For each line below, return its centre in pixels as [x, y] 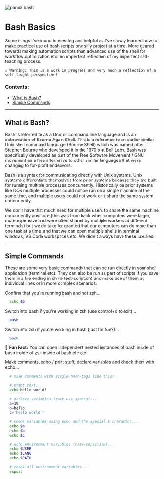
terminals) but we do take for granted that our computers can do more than [81, 226]
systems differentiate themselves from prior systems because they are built [81, 180]
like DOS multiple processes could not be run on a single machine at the [77, 191]
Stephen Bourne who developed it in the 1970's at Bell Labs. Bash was [76, 150]
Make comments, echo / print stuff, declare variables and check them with [80, 362]
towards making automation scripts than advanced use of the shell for [75, 51]
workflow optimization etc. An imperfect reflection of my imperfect [72, 56]
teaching [14, 61]
